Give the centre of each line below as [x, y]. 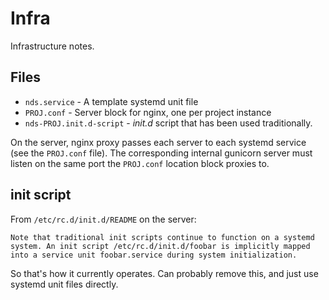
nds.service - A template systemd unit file [111, 101]
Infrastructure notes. [52, 46]
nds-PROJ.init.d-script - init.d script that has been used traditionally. [168, 123]
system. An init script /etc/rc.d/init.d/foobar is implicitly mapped [160, 246]
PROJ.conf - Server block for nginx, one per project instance [148, 112]
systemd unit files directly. [64, 284]
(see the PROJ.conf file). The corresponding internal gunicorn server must [161, 153]
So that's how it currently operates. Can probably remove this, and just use [164, 273]
